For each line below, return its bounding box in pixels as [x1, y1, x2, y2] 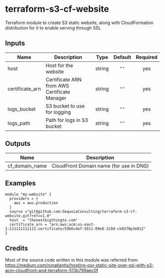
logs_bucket [7, 106, 36, 112]
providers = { [9, 196, 38, 201]
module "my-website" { [5, 192, 52, 197]
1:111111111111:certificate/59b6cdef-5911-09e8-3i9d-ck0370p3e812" [5, 226, 146, 231]
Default [113, 54, 132, 60]
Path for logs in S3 [46, 116, 88, 123]
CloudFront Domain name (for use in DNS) [51, 162, 149, 169]
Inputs [5, 39, 26, 48]
